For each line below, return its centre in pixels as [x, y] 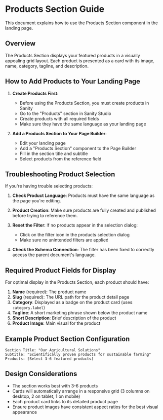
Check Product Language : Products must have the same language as [83, 195]
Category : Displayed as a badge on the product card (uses [72, 303]
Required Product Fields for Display [61, 270]
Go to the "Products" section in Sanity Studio [65, 113]
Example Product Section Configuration [67, 339]
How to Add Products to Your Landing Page [73, 82]
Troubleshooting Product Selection [60, 174]
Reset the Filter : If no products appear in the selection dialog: [75, 225]
